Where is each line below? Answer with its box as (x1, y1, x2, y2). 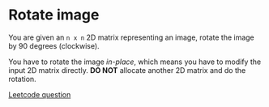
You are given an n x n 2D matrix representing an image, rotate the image (8, 32, 255, 42)
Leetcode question (8, 89, 71, 99)
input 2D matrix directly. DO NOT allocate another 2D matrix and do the (8, 65, 246, 75)
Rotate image (8, 6, 100, 24)
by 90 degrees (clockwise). (8, 41, 100, 50)
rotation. (8, 74, 36, 83)
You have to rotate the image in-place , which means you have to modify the (8, 57, 262, 66)
